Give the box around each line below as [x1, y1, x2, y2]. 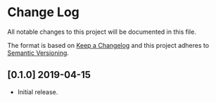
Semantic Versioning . [7, 49, 69, 57]
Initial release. [17, 87, 58, 96]
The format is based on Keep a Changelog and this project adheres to [7, 41, 210, 49]
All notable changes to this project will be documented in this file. [7, 27, 197, 36]
